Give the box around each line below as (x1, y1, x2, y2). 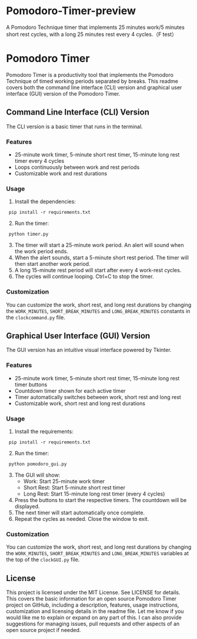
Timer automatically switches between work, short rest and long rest (14, 393, 181, 400)
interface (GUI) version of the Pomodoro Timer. (6, 90, 121, 97)
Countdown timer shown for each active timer (14, 387, 126, 394)
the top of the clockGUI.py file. (6, 556, 80, 563)
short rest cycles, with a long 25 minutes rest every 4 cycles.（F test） (6, 31, 178, 38)
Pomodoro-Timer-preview (6, 4, 136, 18)
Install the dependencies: (14, 198, 76, 205)
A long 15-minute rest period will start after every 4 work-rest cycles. (14, 267, 182, 274)
